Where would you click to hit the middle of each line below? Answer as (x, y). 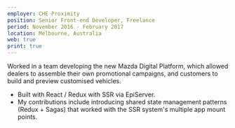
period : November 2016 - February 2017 (66, 27)
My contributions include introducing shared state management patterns (122, 102)
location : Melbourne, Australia (54, 33)
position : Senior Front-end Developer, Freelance (81, 20)
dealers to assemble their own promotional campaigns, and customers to (113, 73)
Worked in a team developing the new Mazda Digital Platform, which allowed (118, 66)
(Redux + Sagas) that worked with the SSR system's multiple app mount (121, 109)
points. (27, 117)
